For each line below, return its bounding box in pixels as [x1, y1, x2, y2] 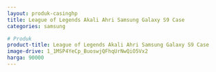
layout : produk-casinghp [7, 10, 78, 17]
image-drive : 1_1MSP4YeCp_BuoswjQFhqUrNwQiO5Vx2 [7, 48, 148, 55]
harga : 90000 [7, 54, 44, 62]
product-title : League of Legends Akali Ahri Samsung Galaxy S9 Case [7, 42, 210, 49]
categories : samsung [7, 23, 66, 29]
